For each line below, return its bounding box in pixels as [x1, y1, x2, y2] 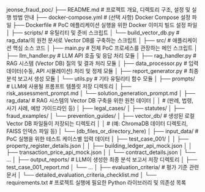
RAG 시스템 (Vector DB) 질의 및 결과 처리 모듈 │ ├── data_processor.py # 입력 [6, 60, 199, 67]
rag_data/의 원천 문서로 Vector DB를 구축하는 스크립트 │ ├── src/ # [6, 37, 171, 44]
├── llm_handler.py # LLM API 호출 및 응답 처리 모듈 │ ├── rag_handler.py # [6, 52, 197, 59]
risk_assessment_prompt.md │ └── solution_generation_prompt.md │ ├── [6, 90, 196, 97]
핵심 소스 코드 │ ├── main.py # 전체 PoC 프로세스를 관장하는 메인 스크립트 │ [12, 44, 198, 52]
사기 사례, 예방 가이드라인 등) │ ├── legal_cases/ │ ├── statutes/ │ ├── [6, 104, 185, 112]
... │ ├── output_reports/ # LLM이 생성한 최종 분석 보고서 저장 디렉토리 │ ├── [6, 156, 198, 163]
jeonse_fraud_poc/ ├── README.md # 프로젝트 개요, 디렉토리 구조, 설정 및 [6, 6, 191, 13]
